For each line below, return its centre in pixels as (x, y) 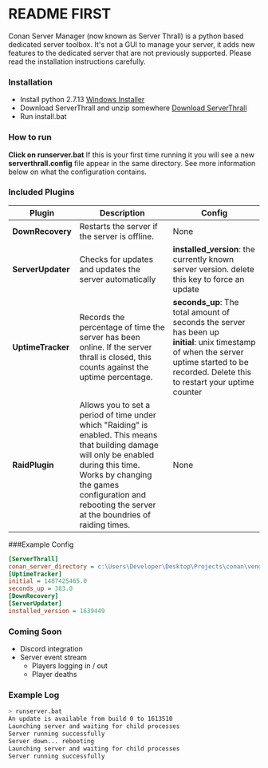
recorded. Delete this (212, 372)
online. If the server (116, 346)
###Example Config (41, 544)
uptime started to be (211, 362)
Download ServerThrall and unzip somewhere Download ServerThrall (133, 108)
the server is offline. (116, 236)
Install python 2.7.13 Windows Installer (82, 100)
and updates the (110, 269)
